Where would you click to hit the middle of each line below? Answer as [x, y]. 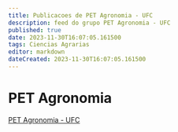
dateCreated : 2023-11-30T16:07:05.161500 [77, 60]
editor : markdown [37, 52]
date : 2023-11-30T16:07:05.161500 [65, 37]
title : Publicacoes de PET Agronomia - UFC [81, 15]
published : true [35, 30]
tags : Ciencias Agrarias [49, 45]
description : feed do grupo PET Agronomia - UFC [89, 23]
